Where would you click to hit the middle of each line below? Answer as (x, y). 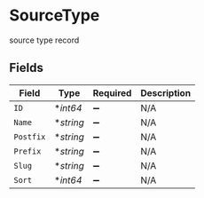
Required (112, 92)
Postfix (30, 137)
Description (166, 92)
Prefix (27, 151)
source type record (44, 40)
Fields (27, 68)
